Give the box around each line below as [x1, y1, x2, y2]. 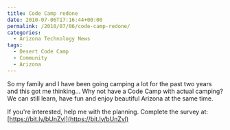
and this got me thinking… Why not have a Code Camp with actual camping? [7, 87, 223, 95]
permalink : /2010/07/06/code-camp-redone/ [7, 23, 130, 29]
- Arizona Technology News [13, 36, 91, 42]
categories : [7, 29, 41, 36]
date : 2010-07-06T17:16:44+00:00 [7, 16, 103, 23]
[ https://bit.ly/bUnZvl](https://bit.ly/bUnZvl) [7, 114, 129, 123]
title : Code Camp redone [7, 10, 78, 17]
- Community [13, 55, 48, 62]
